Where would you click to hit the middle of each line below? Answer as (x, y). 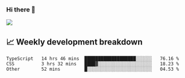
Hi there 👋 (21, 10)
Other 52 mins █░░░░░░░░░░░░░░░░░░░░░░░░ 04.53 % (93, 69)
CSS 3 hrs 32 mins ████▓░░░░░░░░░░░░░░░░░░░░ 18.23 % (93, 64)
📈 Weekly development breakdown (74, 42)
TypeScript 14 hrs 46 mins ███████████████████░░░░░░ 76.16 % (93, 59)
